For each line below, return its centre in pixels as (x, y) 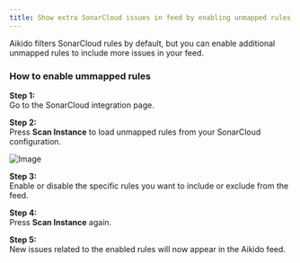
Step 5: (23, 240)
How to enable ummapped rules (80, 75)
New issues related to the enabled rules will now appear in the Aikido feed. (147, 249)
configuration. (35, 141)
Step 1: (22, 95)
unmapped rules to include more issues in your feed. (107, 53)
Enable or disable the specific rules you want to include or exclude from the (149, 186)
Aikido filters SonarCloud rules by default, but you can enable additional (142, 43)
